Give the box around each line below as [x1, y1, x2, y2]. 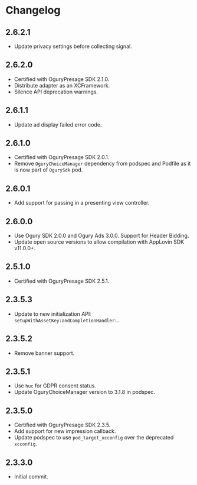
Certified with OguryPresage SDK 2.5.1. [14, 277, 110, 284]
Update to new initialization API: [14, 310, 92, 317]
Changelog [5, 4, 61, 17]
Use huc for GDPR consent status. [14, 382, 97, 389]
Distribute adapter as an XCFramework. [14, 82, 110, 89]
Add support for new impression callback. [14, 428, 116, 435]
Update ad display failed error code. [14, 121, 102, 128]
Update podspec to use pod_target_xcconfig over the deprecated [14, 434, 174, 441]
